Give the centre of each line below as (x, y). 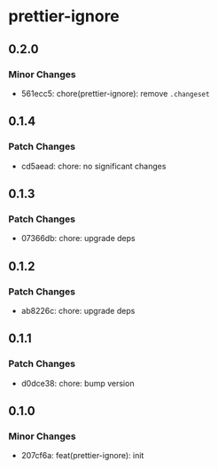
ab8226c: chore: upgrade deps (78, 310)
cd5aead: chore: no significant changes (93, 166)
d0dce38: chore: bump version (78, 383)
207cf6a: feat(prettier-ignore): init (82, 456)
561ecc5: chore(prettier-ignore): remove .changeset (115, 93)
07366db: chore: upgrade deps (78, 238)
